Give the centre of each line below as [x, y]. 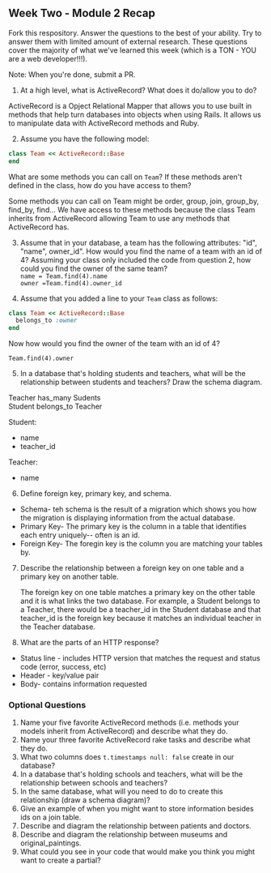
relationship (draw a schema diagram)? [85, 800]
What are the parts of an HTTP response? [89, 643]
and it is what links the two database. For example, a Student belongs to [140, 601]
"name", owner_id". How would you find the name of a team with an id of [141, 251]
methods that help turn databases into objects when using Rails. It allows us [135, 114]
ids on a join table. [51, 817]
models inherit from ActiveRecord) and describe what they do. [124, 731]
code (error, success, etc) [63, 667]
